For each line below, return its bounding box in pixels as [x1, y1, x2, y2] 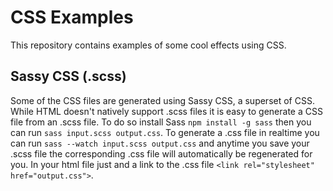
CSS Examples [10, 6, 134, 29]
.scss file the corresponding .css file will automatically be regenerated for [10, 147, 313, 160]
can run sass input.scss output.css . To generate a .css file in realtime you [10, 126, 320, 138]
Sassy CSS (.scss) [10, 68, 127, 85]
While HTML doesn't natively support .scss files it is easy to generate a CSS [10, 105, 323, 117]
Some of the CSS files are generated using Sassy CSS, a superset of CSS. [10, 94, 315, 106]
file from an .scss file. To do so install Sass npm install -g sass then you [10, 116, 312, 128]
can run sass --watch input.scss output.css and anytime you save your [10, 137, 310, 149]
